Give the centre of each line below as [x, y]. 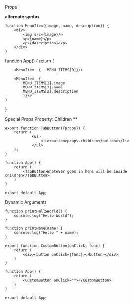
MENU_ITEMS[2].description [51, 91]
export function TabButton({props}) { [45, 128]
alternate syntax [22, 17]
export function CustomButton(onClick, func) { [55, 246]
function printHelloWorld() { [36, 211]
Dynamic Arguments [26, 202]
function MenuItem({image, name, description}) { [57, 26]
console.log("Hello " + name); [46, 233]
